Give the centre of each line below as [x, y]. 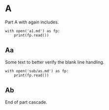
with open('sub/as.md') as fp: [37, 71]
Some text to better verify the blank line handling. [55, 62]
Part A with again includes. [32, 22]
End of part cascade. [26, 102]
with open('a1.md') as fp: [33, 31]
